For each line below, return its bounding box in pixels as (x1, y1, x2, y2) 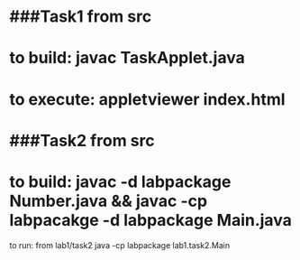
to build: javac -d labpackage (9, 172, 232, 191)
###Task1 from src (9, 6, 152, 27)
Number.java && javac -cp (9, 190, 208, 211)
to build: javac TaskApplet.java (9, 48, 245, 69)
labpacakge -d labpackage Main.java (9, 209, 293, 230)
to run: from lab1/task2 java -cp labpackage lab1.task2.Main (9, 239, 231, 250)
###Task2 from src (9, 130, 155, 151)
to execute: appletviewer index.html (9, 88, 286, 109)
